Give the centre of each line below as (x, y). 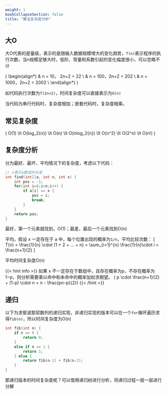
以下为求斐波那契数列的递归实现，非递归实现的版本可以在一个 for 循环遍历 (80, 313)
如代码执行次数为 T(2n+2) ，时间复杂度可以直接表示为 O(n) (63, 93)
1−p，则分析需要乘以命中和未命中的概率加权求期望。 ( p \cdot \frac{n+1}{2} (83, 277)
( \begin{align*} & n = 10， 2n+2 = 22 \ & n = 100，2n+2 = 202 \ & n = (76, 76)
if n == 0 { (26, 333)
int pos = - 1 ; (29, 182)
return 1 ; (33, 351)
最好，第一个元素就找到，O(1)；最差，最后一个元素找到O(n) (66, 229)
